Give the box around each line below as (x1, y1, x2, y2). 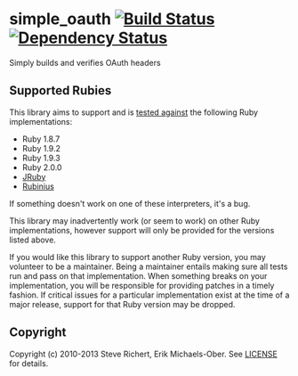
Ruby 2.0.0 (21, 161, 62, 173)
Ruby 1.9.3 (21, 152, 60, 163)
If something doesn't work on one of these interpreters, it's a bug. (9, 198, 251, 208)
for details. (9, 357, 49, 369)
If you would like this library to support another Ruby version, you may (9, 251, 267, 262)
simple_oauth (9, 9, 111, 29)
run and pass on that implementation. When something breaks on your (9, 270, 268, 281)
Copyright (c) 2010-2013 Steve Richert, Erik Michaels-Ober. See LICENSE (9, 348, 278, 359)
